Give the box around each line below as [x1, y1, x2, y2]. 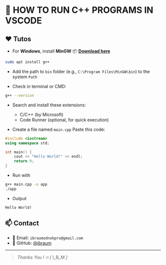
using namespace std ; [5, 141, 50, 146]
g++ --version [5, 93, 35, 98]
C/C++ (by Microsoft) [19, 111, 64, 117]
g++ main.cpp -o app [5, 182, 48, 187]
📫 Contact [5, 219, 40, 227]
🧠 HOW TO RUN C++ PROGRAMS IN [5, 4, 154, 16]
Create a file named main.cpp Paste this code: [12, 126, 105, 132]
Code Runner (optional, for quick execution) [19, 116, 109, 123]
